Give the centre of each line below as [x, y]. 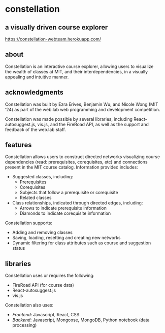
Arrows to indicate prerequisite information [63, 208]
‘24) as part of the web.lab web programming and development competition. [82, 109]
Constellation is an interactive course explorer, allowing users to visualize [79, 66]
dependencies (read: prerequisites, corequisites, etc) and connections [76, 162]
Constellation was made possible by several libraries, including [69, 119]
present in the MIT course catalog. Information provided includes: [72, 167]
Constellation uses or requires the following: [50, 276]
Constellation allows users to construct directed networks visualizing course [82, 157]
